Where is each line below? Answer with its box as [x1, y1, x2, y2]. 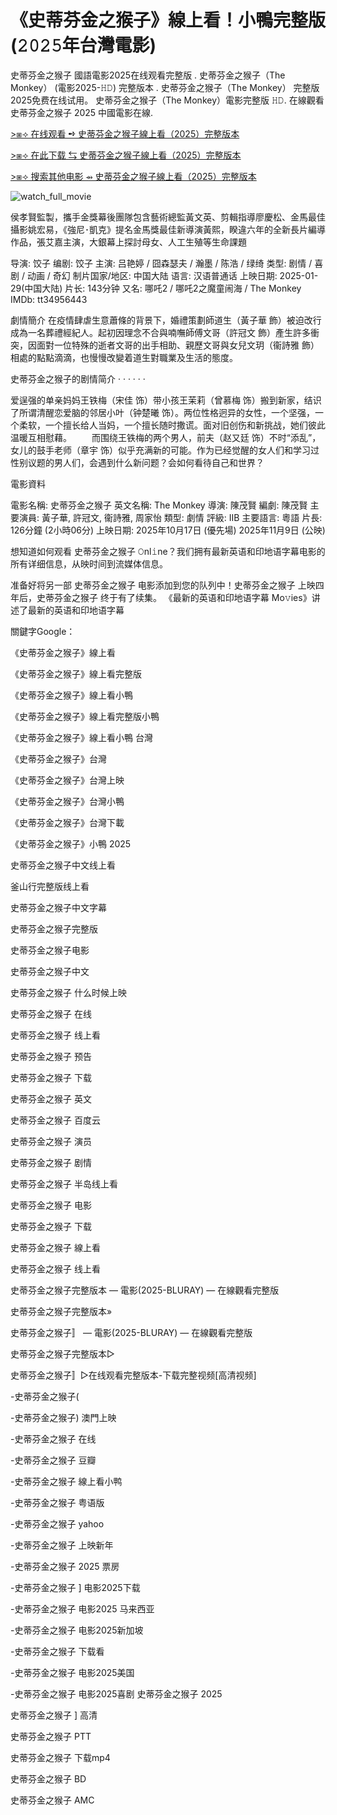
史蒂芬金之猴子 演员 [10, 1135, 92, 1147]
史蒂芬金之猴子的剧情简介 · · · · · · [10, 372, 146, 385]
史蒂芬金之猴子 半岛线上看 [10, 1177, 118, 1190]
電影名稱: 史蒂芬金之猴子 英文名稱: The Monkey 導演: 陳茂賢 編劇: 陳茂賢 [10, 499, 308, 511]
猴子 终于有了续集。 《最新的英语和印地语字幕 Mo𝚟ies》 [79, 591, 312, 603]
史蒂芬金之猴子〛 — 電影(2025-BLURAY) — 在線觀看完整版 [10, 1326, 253, 1338]
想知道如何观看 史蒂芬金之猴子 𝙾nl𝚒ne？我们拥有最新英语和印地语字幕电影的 [10, 545, 326, 557]
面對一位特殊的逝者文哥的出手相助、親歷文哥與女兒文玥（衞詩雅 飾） [36, 339, 320, 351]
